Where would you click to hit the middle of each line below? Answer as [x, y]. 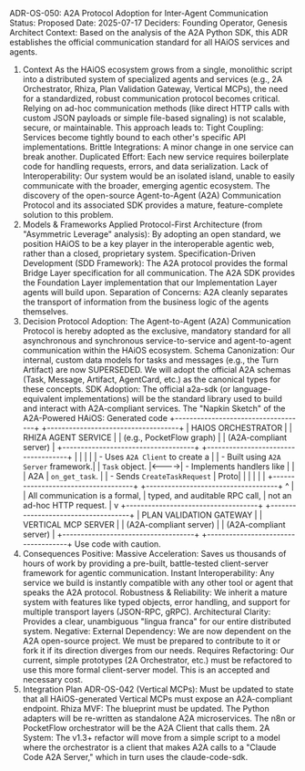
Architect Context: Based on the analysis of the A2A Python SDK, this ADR [149, 32]
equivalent [42, 399]
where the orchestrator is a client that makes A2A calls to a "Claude [149, 747]
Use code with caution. [117, 544]
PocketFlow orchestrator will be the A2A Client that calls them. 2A [146, 728]
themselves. [46, 312]
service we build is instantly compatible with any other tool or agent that [158, 583]
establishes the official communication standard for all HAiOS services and [149, 42]
